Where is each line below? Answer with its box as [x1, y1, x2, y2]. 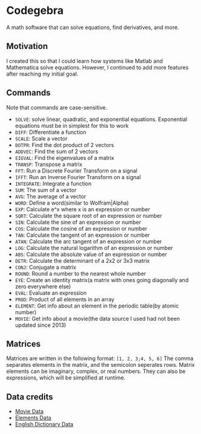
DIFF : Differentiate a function [14, 128, 86, 136]
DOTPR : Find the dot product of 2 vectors [14, 141, 115, 148]
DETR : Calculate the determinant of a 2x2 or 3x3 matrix [14, 257, 150, 264]
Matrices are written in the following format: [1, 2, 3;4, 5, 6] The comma [6, 355, 194, 362]
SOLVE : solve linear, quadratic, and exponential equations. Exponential [14, 116, 188, 123]
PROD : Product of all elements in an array [14, 295, 115, 303]
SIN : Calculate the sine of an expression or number [14, 219, 141, 226]
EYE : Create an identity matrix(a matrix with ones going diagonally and [14, 276, 189, 283]
